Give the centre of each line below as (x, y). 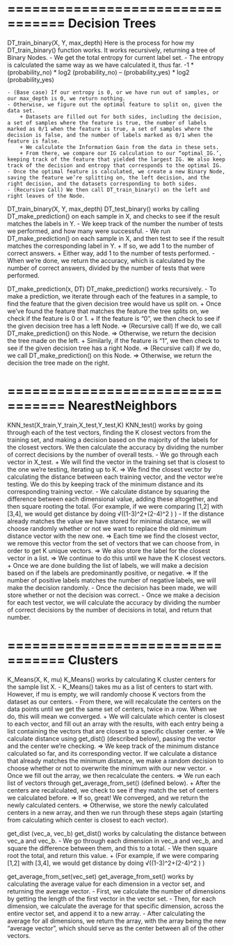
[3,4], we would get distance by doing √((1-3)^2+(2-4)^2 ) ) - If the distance (116, 514)
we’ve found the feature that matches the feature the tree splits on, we (108, 311)
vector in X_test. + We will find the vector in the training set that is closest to (116, 462)
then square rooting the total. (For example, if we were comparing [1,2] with (115, 506)
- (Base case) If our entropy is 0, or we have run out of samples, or (113, 92)
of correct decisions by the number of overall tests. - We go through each (113, 454)
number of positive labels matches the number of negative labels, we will (112, 580)
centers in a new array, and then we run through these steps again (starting (115, 812)
